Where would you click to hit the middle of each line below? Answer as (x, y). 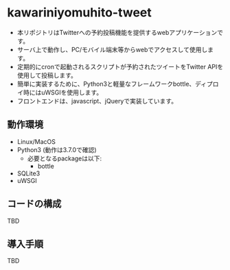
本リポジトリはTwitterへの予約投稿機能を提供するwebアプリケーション (117, 32)
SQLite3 (28, 173)
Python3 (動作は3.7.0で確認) (57, 149)
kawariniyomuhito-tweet (80, 13)
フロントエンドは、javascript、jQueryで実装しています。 (97, 101)
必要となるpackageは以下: (65, 158)
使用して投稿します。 (47, 75)
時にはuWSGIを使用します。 (63, 92)
